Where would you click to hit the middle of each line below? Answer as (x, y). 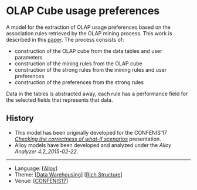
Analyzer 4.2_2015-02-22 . (46, 151)
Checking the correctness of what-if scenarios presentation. (88, 139)
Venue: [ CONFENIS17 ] (41, 181)
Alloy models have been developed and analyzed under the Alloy (93, 145)
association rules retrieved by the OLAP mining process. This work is (89, 33)
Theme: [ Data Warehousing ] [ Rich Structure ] (68, 174)
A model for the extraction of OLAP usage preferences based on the (89, 27)
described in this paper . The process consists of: (65, 39)
